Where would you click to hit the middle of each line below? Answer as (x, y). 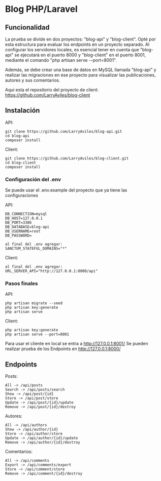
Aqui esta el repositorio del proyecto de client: (52, 90)
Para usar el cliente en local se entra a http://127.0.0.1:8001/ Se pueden (77, 344)
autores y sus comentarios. (33, 80)
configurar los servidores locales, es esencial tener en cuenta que (72, 50)
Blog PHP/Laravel (41, 9)
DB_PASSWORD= (18, 236)
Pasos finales (22, 283)
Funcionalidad (28, 27)
